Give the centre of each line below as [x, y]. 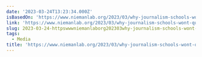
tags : [13, 34]
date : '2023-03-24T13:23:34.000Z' [50, 12]
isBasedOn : [20, 17]
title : [14, 45]
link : [13, 23]
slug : [13, 28]
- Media [21, 39]
